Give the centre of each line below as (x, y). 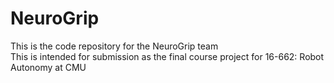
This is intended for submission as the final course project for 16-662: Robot (167, 56)
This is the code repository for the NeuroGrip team (114, 46)
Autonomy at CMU (48, 67)
